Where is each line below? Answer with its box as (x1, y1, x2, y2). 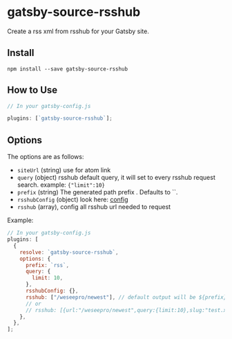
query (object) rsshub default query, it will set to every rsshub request (17, 174, 215, 182)
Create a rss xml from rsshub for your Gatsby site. (7, 27, 150, 35)
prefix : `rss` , (25, 262, 70, 268)
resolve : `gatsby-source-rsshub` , (19, 248, 119, 256)
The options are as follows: (7, 153, 84, 161)
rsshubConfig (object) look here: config (17, 195, 128, 204)
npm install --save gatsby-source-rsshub (7, 65, 128, 73)
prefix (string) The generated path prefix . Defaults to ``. (17, 188, 178, 196)
